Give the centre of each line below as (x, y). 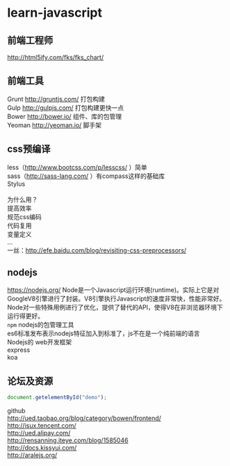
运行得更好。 (25, 316)
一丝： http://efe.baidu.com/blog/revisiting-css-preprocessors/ (97, 250)
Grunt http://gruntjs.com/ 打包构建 (56, 99)
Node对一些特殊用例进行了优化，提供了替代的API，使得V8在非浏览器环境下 (115, 307)
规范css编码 (24, 216)
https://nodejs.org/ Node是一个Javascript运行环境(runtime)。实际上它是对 (113, 290)
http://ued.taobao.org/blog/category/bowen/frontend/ (84, 418)
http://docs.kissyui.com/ (42, 448)
